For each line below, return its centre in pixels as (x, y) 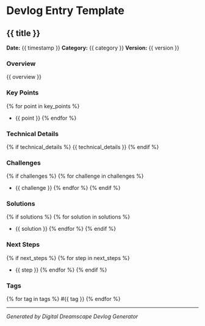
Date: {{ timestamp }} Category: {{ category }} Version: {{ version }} (93, 48)
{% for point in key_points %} (43, 106)
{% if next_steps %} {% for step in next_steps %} (68, 258)
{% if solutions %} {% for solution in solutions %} (68, 217)
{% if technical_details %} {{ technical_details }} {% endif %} (83, 147)
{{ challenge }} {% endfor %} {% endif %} (68, 188)
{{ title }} (23, 33)
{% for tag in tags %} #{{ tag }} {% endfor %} (63, 299)
